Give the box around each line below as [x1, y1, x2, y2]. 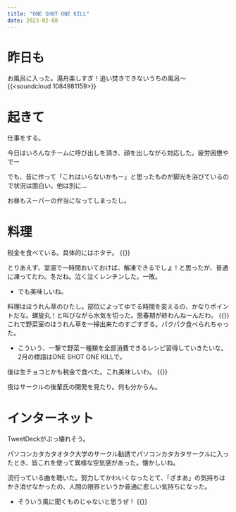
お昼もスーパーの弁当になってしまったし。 [7, 196, 130, 205]
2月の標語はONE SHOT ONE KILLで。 [17, 352, 126, 361]
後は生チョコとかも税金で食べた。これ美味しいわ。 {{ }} [7, 368, 168, 376]
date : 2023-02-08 [7, 17, 58, 24]
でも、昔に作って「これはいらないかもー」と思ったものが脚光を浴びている [7, 172, 223, 181]
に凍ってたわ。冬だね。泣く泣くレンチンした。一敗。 [7, 273, 162, 281]
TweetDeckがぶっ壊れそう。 [7, 435, 89, 443]
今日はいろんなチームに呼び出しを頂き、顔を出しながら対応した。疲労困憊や [7, 149, 229, 157]
